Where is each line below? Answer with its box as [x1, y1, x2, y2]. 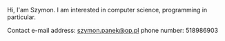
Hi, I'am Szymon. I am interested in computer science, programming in [7, 6, 208, 14]
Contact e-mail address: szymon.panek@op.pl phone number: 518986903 [7, 27, 219, 34]
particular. [7, 13, 36, 21]
